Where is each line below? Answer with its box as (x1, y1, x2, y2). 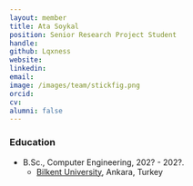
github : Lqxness (9, 47, 71, 56)
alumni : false (9, 106, 64, 115)
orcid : (9, 89, 35, 98)
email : (9, 73, 35, 82)
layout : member (9, 13, 67, 23)
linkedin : (9, 64, 47, 73)
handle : (9, 38, 39, 48)
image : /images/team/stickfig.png (9, 81, 141, 90)
